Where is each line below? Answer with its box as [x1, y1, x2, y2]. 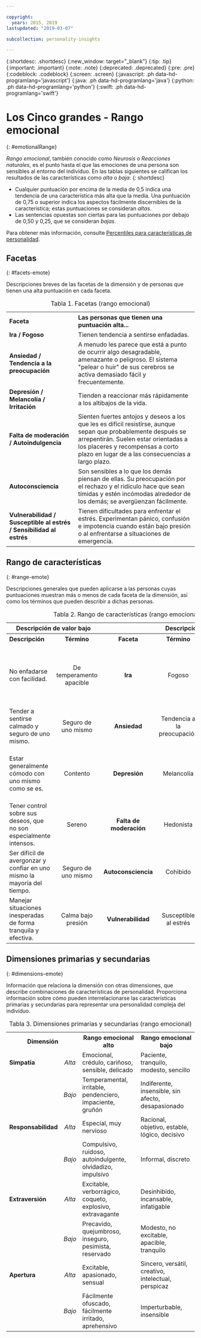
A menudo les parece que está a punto [78, 341, 187, 348]
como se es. [9, 784, 44, 793]
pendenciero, [82, 1091, 120, 1099]
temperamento [56, 671, 98, 679]
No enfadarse [9, 667, 48, 676]
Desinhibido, [140, 1187, 176, 1196]
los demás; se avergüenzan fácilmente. [78, 497, 188, 505]
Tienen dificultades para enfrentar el [78, 507, 181, 515]
